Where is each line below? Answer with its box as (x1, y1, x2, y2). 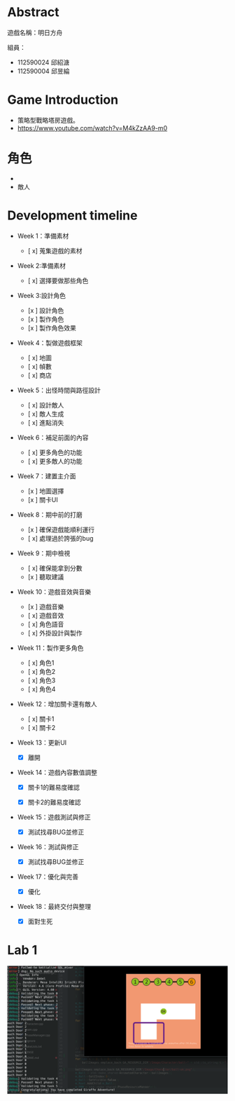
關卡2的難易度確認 (27, 797, 82, 806)
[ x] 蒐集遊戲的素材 (27, 246, 83, 255)
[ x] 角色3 (27, 676, 56, 684)
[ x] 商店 (27, 371, 52, 379)
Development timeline (7, 208, 138, 223)
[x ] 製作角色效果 (27, 323, 77, 332)
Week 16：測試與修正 (17, 843, 79, 851)
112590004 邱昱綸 (17, 67, 70, 75)
